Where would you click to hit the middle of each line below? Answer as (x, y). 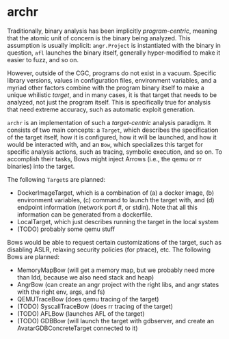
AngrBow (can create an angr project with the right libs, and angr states (118, 284)
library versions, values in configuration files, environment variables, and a (112, 80)
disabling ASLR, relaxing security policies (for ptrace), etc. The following (109, 249)
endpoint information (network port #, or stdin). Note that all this (107, 207)
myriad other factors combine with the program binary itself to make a (106, 87)
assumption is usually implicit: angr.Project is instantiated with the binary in (114, 45)
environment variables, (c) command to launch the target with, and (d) (116, 200)
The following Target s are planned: (56, 179)
